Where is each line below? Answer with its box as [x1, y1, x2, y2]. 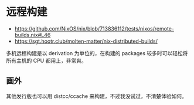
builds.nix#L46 [14, 31, 51, 38]
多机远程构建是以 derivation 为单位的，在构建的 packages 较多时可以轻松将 [6, 49, 188, 56]
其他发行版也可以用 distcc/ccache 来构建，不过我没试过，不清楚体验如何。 [6, 92, 188, 100]
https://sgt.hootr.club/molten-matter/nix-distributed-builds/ [14, 38, 158, 45]
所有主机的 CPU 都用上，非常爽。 [6, 57, 87, 64]
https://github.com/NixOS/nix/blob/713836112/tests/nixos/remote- [14, 25, 175, 32]
